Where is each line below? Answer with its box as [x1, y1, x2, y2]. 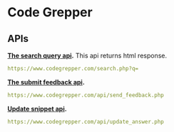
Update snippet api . [7, 104, 67, 113]
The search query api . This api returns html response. [7, 51, 168, 60]
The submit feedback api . [7, 77, 86, 86]
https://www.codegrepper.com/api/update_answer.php [7, 118, 164, 125]
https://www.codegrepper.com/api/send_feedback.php [7, 92, 164, 99]
